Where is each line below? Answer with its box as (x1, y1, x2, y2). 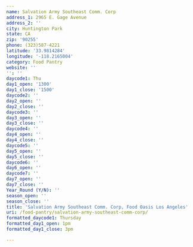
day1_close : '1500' (6, 87, 55, 93)
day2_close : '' (6, 103, 44, 110)
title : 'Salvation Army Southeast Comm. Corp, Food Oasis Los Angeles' (6, 204, 188, 210)
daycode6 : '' (6, 159, 39, 165)
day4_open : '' (6, 131, 42, 138)
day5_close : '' (6, 153, 44, 159)
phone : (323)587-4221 (6, 43, 60, 49)
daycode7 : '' (6, 170, 39, 177)
